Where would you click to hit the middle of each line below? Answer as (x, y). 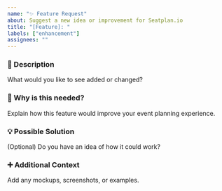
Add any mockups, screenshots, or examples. (73, 180)
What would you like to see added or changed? (75, 80)
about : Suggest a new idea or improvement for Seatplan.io (95, 20)
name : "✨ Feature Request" (47, 14)
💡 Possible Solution (41, 131)
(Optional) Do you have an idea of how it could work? (84, 147)
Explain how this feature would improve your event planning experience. (111, 113)
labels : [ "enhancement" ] (43, 33)
